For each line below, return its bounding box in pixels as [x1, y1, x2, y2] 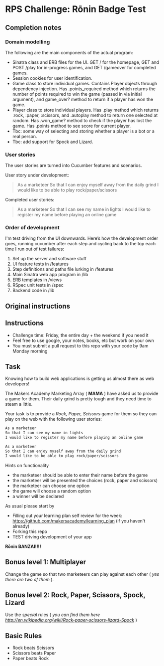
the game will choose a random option [12, 488, 91, 494]
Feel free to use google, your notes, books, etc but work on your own [12, 337, 154, 343]
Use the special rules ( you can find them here [5, 612, 100, 618]
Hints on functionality [5, 462, 49, 468]
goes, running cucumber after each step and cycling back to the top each [5, 241, 156, 247]
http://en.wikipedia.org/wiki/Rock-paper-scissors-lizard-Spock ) [5, 617, 138, 623]
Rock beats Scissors [12, 645, 55, 651]
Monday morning [12, 348, 48, 354]
